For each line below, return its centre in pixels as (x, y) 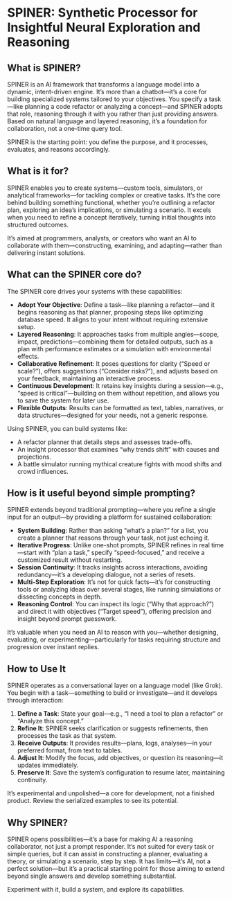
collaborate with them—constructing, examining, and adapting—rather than (115, 245)
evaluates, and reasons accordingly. (59, 149)
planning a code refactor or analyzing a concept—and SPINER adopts (124, 106)
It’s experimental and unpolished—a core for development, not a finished (111, 793)
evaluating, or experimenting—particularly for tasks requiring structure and (114, 639)
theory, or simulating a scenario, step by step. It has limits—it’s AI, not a (109, 861)
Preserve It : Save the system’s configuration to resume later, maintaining (121, 773)
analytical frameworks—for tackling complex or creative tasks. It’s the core (114, 195)
